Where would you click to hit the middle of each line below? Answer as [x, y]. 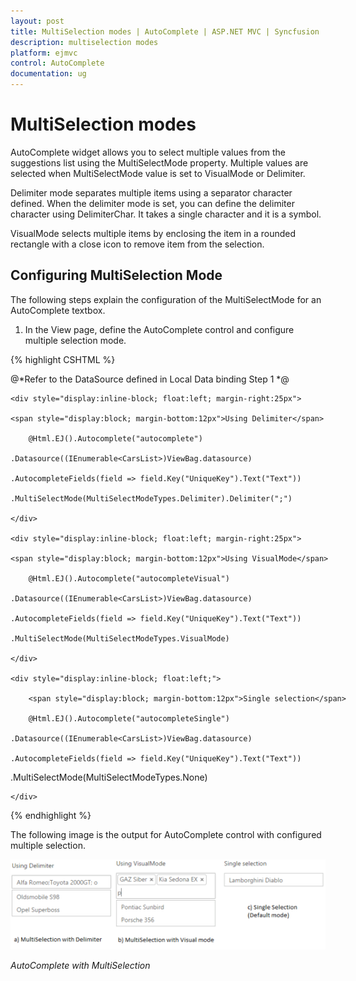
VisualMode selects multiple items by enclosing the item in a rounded [153, 233]
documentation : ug [48, 74]
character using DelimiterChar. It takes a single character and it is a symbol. [166, 214]
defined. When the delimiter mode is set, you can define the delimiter [152, 203]
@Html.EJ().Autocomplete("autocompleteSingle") [129, 718]
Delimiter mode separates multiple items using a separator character [151, 192]
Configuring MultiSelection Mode [116, 275]
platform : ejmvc [44, 53]
